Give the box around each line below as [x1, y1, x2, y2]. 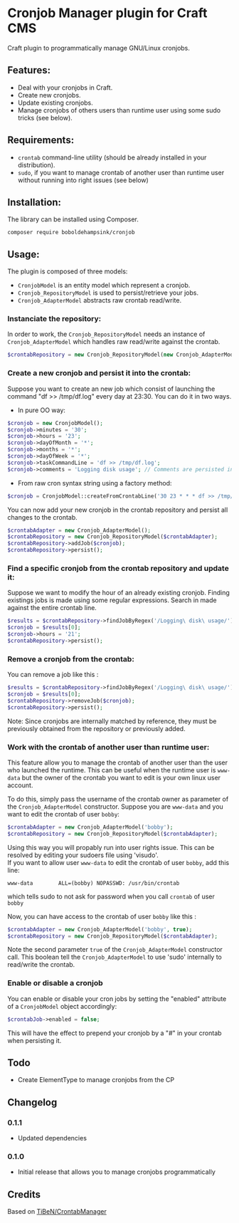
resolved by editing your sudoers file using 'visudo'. [7, 851, 159, 859]
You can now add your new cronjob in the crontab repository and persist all [7, 505, 228, 514]
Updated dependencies [17, 1134, 87, 1143]
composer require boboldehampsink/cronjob [7, 229, 135, 236]
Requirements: [7, 134, 75, 147]
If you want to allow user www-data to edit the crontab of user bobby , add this [7, 858, 230, 866]
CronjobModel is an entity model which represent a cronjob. [17, 281, 191, 290]
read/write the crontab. [7, 960, 75, 969]
